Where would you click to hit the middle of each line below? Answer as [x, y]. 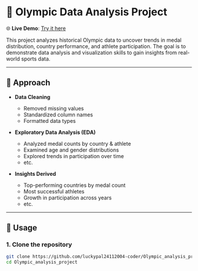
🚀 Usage [22, 228]
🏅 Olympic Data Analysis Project [87, 12]
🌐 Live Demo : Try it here [36, 28]
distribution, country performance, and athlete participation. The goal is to [96, 46]
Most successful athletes [54, 191]
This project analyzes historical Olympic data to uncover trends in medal [94, 40]
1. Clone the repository [39, 245]
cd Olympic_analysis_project [42, 262]
